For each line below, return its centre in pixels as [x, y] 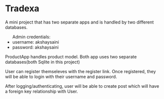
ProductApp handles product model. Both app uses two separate [71, 56]
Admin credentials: [31, 37]
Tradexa [22, 9]
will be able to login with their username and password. [61, 76]
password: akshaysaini [35, 47]
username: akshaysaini [35, 42]
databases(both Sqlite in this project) [43, 62]
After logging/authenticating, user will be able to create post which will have [82, 86]
